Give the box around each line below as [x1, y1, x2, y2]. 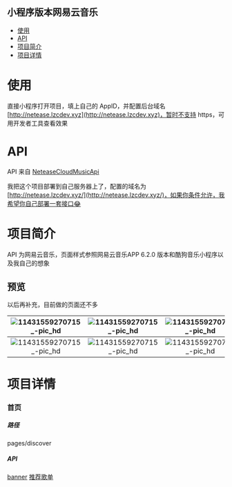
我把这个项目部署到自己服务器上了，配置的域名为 [7, 182, 146, 190]
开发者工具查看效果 [12, 119, 68, 127]
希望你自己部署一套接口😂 [7, 199, 81, 207]
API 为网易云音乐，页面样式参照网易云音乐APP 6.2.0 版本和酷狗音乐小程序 [7, 250, 218, 258]
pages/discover [7, 439, 52, 447]
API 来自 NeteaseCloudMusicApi [7, 167, 99, 175]
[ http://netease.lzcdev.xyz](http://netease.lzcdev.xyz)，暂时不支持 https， [7, 110, 219, 119]
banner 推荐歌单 [7, 472, 54, 481]
